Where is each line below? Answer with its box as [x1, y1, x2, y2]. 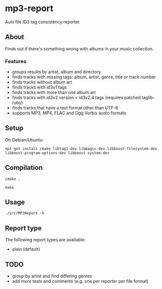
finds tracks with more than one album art [12, 90, 96, 95]
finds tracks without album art [12, 79, 72, 85]
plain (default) [12, 246, 40, 252]
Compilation [5, 164, 43, 172]
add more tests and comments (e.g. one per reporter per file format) [12, 278, 149, 284]
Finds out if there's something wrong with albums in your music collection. [5, 46, 154, 51]
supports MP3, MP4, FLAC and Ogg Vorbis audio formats [12, 110, 127, 116]
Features [5, 58, 27, 64]
